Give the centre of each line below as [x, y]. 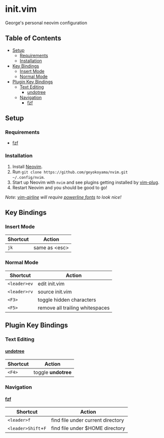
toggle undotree [53, 372]
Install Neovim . [27, 166]
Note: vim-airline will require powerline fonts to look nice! [63, 197]
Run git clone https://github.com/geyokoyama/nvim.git [70, 172]
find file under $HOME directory [88, 428]
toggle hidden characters [67, 300]
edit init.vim [51, 283]
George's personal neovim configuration [46, 23]
